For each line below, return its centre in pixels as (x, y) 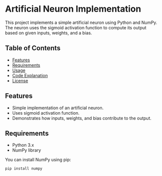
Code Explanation (30, 75)
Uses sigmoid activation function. (46, 113)
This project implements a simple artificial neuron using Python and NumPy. (81, 22)
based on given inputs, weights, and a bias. (49, 33)
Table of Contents (33, 48)
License (20, 80)
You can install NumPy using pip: (38, 160)
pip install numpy (24, 169)
